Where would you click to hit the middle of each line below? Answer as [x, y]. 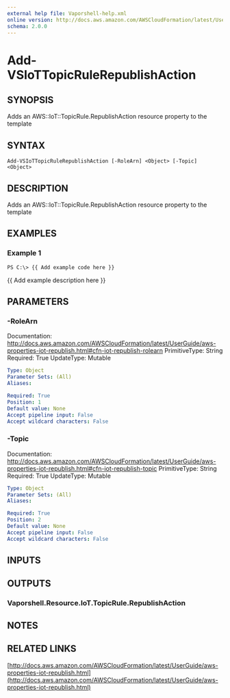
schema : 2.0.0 [27, 26]
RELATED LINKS [42, 649]
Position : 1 [24, 402]
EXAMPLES [32, 234]
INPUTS [24, 560]
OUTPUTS [29, 584]
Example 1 [24, 253]
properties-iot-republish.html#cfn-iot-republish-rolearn [85, 351]
